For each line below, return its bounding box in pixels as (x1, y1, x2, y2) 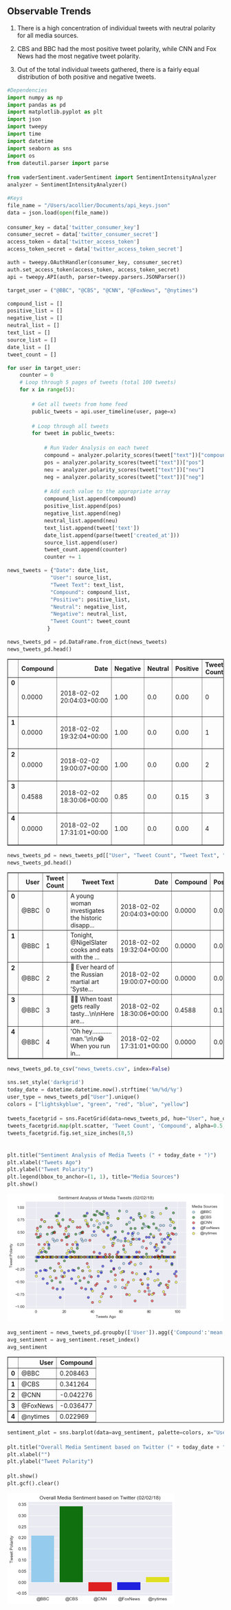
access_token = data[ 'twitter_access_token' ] (7, 238, 140, 246)
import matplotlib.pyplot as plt (7, 108, 103, 116)
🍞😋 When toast (70, 995, 113, 1003)
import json (7, 116, 41, 123)
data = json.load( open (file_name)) (7, 209, 109, 216)
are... (70, 1017, 85, 1025)
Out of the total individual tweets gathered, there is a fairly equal (16, 65, 199, 73)
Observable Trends (7, 6, 91, 17)
